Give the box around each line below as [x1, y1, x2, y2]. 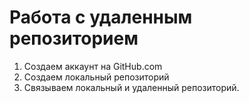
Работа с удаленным [9, 6, 193, 29]
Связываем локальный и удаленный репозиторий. [23, 81, 240, 93]
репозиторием [9, 27, 139, 50]
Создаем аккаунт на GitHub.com [23, 60, 163, 72]
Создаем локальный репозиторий [23, 71, 170, 83]
